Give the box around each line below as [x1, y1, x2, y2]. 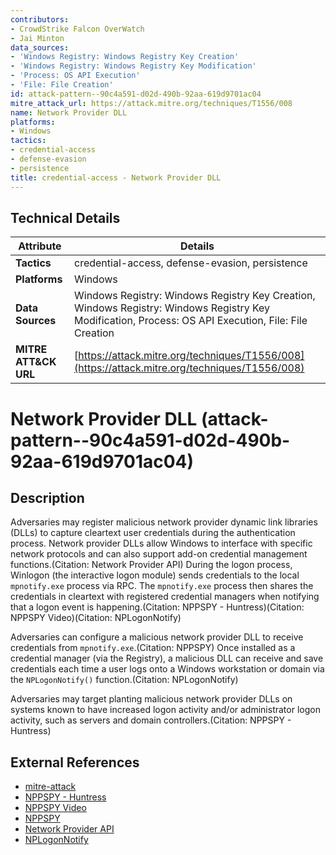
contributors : [10, 14, 70, 25]
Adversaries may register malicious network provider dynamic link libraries [10, 516, 318, 528]
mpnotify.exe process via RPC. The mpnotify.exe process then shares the [10, 580, 314, 592]
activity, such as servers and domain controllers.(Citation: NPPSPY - [10, 714, 292, 726]
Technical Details [10, 209, 121, 226]
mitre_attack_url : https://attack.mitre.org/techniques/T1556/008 [10, 98, 293, 108]
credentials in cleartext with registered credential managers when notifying [10, 591, 320, 603]
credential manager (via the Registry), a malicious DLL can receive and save [10, 652, 324, 665]
